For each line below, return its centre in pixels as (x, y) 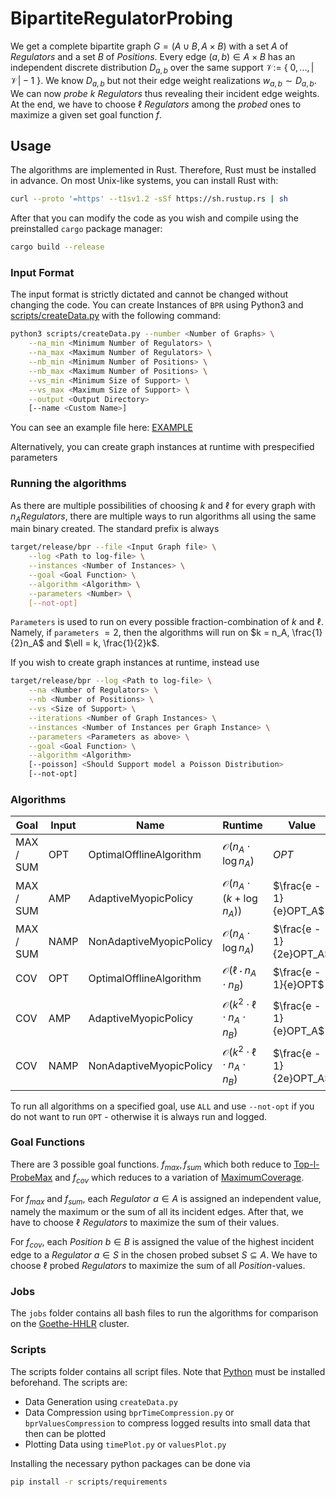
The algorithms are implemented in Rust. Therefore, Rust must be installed (163, 170)
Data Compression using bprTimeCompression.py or (129, 1412)
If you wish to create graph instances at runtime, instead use (135, 663)
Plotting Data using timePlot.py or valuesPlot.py (125, 1444)
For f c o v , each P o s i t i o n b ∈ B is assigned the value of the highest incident (162, 1243)
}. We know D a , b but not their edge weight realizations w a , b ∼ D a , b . (176, 81)
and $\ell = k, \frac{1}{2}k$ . (103, 643)
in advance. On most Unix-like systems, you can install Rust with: (144, 181)
